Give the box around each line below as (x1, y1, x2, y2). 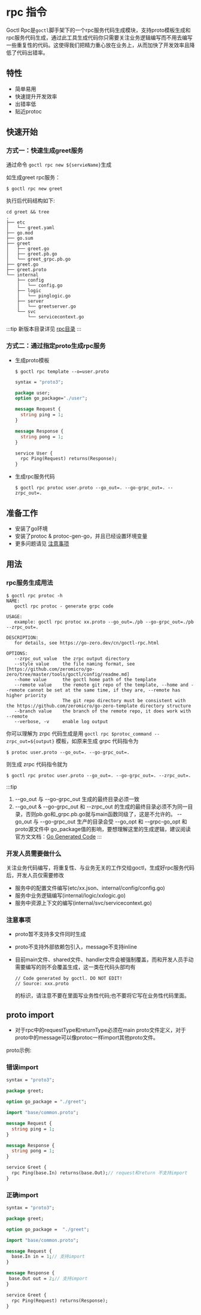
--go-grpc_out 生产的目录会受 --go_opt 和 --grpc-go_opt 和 (39, 818, 187, 825)
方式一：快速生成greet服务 (6, 146, 84, 155)
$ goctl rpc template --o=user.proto (14, 368, 109, 375)
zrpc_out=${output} (6, 738, 55, 744)
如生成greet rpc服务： (6, 174, 61, 181)
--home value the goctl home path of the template (14, 676, 157, 682)
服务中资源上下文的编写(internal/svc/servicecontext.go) (14, 899, 153, 907)
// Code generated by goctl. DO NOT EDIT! (14, 976, 123, 982)
